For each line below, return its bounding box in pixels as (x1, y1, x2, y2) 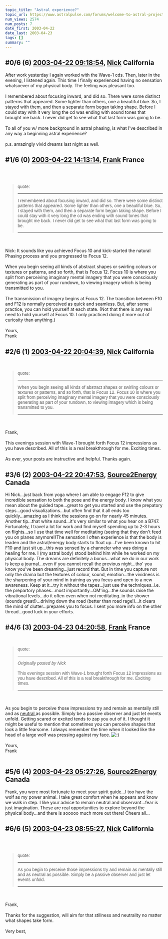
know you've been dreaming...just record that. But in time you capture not (5, 566, 157, 572)
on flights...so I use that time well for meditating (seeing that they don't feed (5, 529, 161, 535)
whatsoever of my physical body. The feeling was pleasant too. (5, 82, 135, 88)
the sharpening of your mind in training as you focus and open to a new (5, 577, 152, 583)
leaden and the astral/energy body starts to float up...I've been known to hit (5, 540, 161, 545)
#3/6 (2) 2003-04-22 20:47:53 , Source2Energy (5, 471, 157, 479)
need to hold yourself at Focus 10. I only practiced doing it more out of (5, 312, 150, 318)
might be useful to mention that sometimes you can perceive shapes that (5, 721, 155, 727)
